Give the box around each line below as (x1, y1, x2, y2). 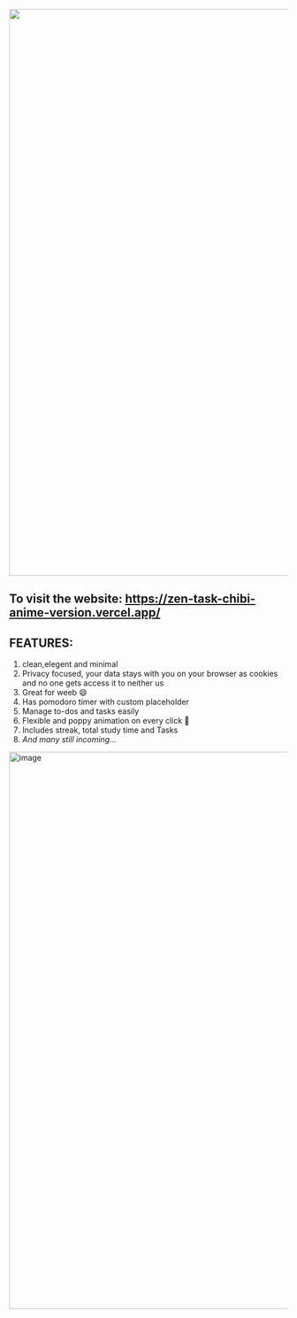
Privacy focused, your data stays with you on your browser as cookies (21, 669, 278, 679)
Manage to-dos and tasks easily (21, 706, 140, 717)
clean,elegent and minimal (21, 659, 118, 670)
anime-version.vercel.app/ (9, 605, 161, 620)
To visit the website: (9, 592, 123, 607)
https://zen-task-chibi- (125, 592, 256, 607)
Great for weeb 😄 (21, 687, 88, 698)
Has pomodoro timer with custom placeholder (21, 696, 190, 708)
